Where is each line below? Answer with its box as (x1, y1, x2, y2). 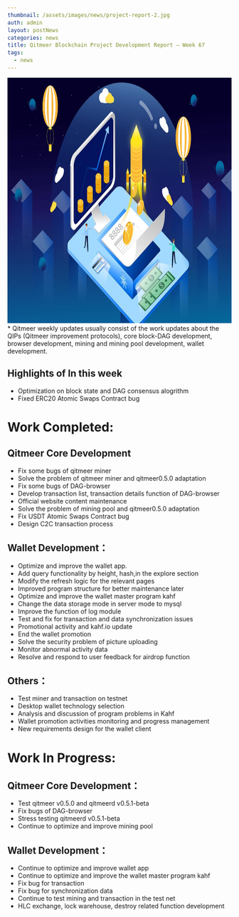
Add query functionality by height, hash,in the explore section (17, 568, 199, 578)
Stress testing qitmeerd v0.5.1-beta (17, 814, 121, 823)
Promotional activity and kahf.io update (17, 622, 133, 631)
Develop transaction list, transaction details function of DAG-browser (17, 489, 221, 498)
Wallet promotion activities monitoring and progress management (17, 717, 210, 726)
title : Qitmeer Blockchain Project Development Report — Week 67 (7, 41, 205, 49)
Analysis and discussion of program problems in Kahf (17, 709, 175, 718)
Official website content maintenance (17, 496, 127, 505)
